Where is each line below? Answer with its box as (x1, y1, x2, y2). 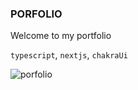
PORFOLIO (10, 7, 63, 21)
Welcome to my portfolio (10, 30, 112, 42)
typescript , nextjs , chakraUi (10, 49, 128, 61)
